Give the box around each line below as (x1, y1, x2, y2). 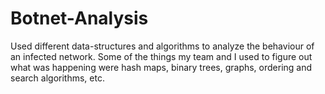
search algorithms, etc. (10, 72, 105, 84)
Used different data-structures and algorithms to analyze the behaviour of (10, 40, 315, 52)
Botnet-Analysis (10, 7, 149, 30)
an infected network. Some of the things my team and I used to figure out (10, 50, 313, 62)
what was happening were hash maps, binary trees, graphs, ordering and (10, 61, 313, 73)
